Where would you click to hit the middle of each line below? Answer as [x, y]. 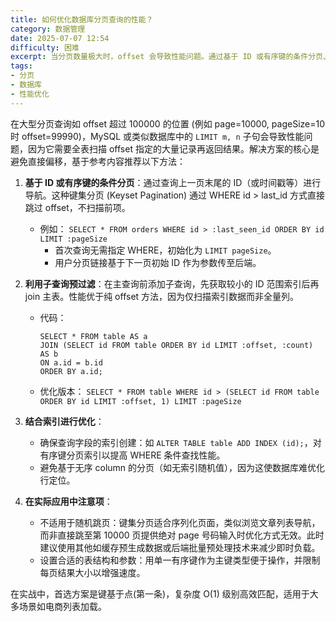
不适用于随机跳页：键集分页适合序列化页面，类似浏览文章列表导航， [180, 522]
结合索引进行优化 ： [64, 421]
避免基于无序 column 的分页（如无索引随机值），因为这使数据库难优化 [182, 467]
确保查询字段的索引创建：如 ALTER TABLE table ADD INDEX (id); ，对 [180, 442]
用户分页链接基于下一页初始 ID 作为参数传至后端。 [158, 262]
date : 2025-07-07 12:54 [60, 38]
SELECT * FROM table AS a [93, 336]
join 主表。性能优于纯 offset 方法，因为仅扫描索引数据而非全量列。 [162, 296]
